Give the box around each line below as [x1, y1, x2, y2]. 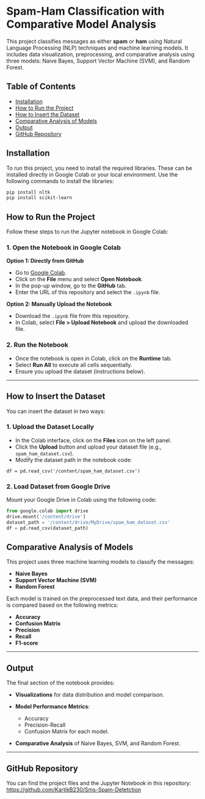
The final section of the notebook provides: [6, 679, 115, 687]
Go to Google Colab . [15, 269, 67, 276]
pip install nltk [6, 189, 51, 195]
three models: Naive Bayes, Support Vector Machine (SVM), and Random [6, 57, 190, 64]
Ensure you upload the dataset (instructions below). [15, 368, 145, 375]
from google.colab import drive [6, 508, 88, 514]
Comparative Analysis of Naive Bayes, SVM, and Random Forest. [15, 740, 181, 747]
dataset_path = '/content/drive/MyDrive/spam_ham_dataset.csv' [6, 519, 171, 525]
